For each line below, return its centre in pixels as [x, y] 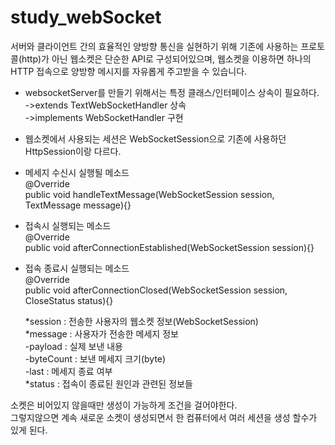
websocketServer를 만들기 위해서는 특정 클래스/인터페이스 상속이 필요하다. [172, 92]
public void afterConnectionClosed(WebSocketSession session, [156, 290]
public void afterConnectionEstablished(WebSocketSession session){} [169, 247]
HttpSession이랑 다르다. [73, 151]
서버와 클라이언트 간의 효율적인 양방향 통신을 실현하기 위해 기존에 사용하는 [154, 46]
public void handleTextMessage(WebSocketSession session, [149, 194]
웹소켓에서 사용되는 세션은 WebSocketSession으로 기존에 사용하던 [155, 138]
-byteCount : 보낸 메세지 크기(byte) [95, 358]
